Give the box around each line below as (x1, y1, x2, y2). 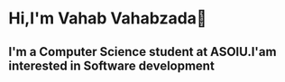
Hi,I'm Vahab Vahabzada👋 (8, 8, 207, 29)
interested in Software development (8, 58, 216, 73)
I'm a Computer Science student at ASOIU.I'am (8, 44, 277, 59)
